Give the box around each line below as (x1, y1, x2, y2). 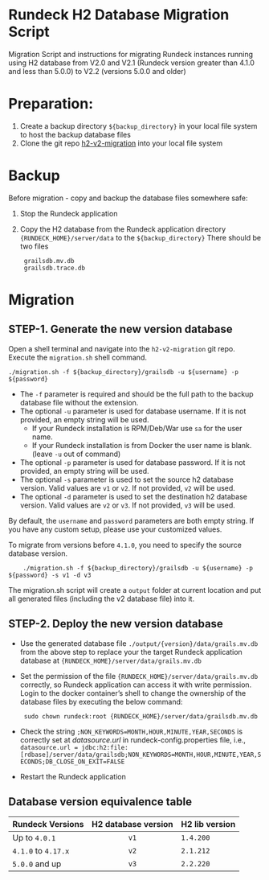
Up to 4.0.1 (12, 833, 56, 844)
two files (19, 241, 49, 251)
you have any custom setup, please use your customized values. (8, 524, 222, 534)
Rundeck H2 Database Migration (8, 6, 230, 24)
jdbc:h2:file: (81, 743, 128, 751)
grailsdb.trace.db (23, 264, 86, 272)
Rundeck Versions (12, 819, 84, 830)
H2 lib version (181, 819, 236, 830)
